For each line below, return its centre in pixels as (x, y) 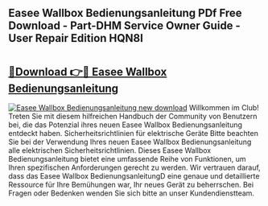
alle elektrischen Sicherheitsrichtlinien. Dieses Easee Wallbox (110, 150)
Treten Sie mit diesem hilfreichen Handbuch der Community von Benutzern (133, 116)
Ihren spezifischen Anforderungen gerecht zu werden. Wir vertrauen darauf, (135, 167)
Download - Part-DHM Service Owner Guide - (125, 26)
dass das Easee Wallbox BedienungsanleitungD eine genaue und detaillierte (134, 176)
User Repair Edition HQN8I (76, 38)
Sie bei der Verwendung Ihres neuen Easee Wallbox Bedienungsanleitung (130, 142)
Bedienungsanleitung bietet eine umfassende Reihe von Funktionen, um (127, 159)
